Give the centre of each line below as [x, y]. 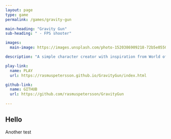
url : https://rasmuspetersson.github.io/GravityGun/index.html [78, 75]
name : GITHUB [24, 89]
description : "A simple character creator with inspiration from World [83, 57]
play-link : [17, 66]
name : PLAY [21, 71]
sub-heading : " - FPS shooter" [38, 34]
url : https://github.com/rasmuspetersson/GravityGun [67, 94]
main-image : [23, 48]
